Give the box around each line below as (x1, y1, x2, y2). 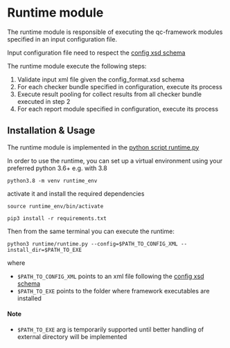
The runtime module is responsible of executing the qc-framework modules (7, 28, 223, 36)
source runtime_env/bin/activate (7, 203, 104, 210)
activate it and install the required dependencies (7, 189, 145, 198)
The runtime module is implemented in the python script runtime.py (7, 143, 200, 152)
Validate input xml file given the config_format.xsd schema (17, 75, 185, 84)
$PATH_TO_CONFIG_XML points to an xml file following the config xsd (17, 272, 204, 280)
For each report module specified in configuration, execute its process (17, 104, 219, 113)
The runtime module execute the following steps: (7, 62, 147, 70)
